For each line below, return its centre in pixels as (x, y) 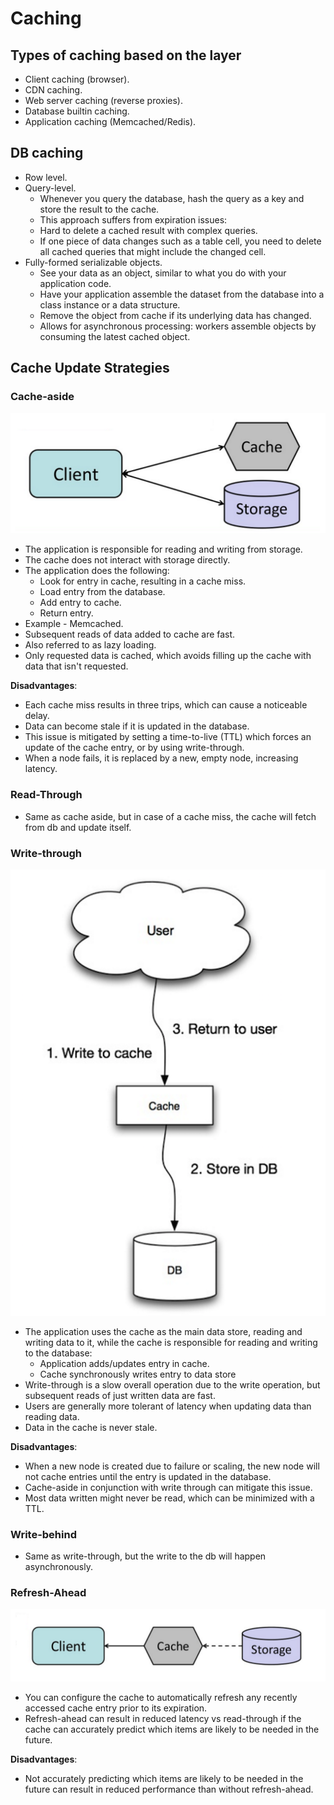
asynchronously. (58, 1567)
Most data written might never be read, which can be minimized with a (169, 1498)
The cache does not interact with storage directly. (127, 560)
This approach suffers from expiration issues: (133, 219)
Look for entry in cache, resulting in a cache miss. (143, 581)
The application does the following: (97, 571)
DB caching (47, 153)
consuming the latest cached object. (115, 336)
